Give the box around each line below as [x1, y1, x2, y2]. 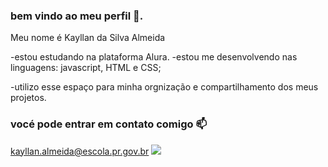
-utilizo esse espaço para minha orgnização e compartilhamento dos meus [10, 81, 319, 93]
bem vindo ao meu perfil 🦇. [10, 9, 144, 23]
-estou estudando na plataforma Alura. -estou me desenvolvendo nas [10, 51, 298, 63]
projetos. [10, 92, 47, 104]
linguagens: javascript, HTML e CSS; [10, 62, 162, 74]
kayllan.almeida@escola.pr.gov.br [10, 145, 150, 157]
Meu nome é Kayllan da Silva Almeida [10, 32, 166, 44]
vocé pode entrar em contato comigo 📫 [10, 117, 208, 131]
